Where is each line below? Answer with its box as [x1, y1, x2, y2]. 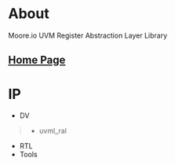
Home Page [8, 53, 66, 67]
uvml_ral [38, 126, 67, 136]
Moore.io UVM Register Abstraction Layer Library [8, 31, 168, 40]
